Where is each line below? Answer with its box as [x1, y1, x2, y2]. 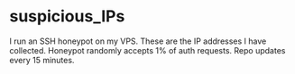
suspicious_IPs [9, 6, 125, 27]
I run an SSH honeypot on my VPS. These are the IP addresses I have [9, 36, 267, 46]
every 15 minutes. [9, 54, 75, 65]
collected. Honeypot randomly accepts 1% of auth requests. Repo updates [9, 45, 286, 55]
